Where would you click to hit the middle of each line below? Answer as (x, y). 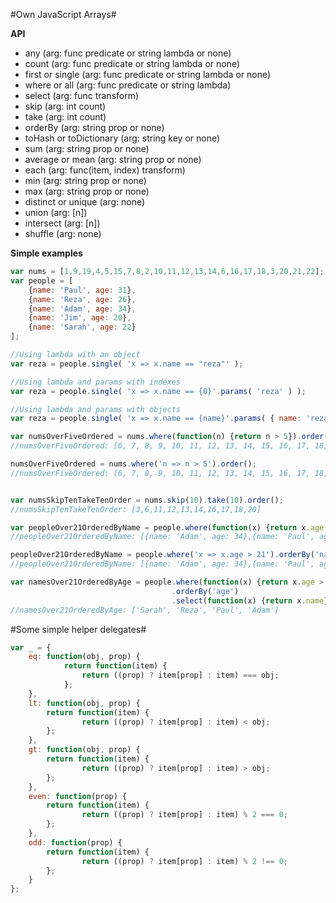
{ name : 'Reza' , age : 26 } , (82, 299)
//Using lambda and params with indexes (96, 382)
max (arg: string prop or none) (87, 191)
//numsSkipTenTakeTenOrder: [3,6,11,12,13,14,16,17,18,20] (136, 509)
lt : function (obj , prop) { (84, 703)
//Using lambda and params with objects (96, 409)
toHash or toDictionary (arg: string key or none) (122, 138)
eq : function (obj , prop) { (84, 657)
